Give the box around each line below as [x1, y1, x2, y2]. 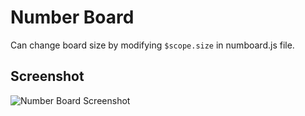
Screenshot [10, 68, 85, 85]
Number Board [10, 6, 135, 29]
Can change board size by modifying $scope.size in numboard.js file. [10, 39, 295, 51]
